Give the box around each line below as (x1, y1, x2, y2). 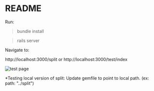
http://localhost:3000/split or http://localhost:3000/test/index (5, 56, 128, 62)
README (5, 3, 42, 14)
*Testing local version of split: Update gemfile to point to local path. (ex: (5, 75, 149, 81)
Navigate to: (5, 47, 30, 53)
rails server (17, 37, 40, 44)
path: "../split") (5, 80, 34, 86)
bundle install (17, 28, 44, 34)
